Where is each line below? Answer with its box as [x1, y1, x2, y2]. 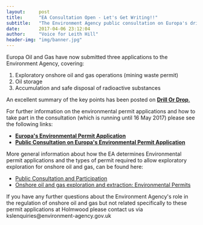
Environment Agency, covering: [6, 60, 85, 67]
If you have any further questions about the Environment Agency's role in [6, 193, 188, 200]
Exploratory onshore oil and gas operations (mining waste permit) [14, 72, 179, 78]
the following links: [6, 121, 53, 127]
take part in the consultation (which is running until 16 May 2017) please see [6, 114, 195, 121]
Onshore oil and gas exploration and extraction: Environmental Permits [14, 182, 191, 188]
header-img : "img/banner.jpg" [6, 37, 83, 43]
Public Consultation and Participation [14, 175, 108, 182]
